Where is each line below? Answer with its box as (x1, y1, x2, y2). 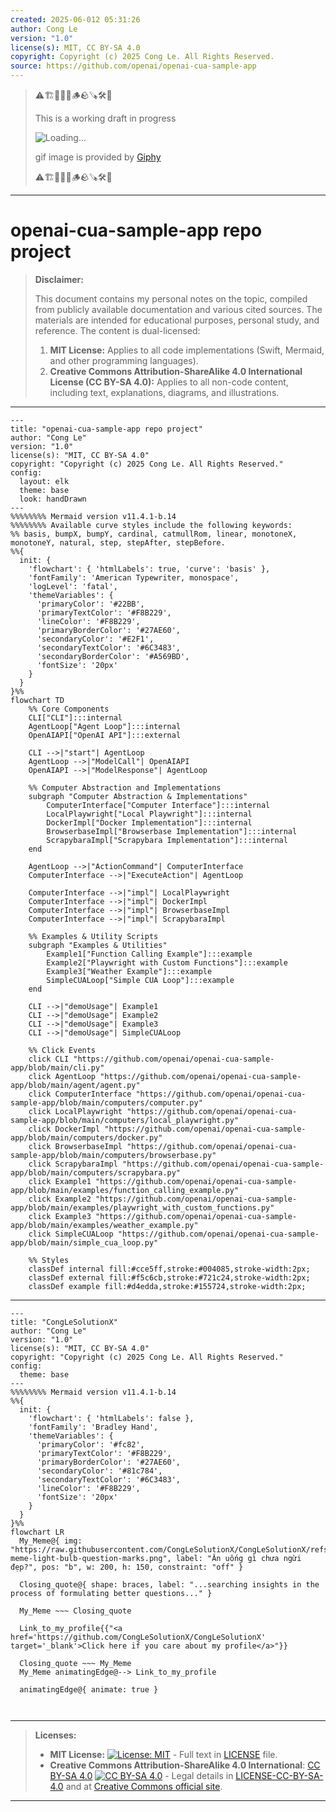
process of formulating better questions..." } (10, 1588, 213, 1598)
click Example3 (28, 1211, 92, 1221)
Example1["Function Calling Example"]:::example (46, 949, 253, 959)
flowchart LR (10, 1527, 65, 1537)
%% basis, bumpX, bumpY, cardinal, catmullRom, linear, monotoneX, (10, 529, 298, 539)
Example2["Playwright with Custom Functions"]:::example (46, 957, 288, 968)
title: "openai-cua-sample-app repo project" (10, 424, 203, 434)
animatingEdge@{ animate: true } (19, 1684, 159, 1695)
